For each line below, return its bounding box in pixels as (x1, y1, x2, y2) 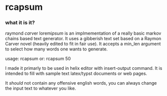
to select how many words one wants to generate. (5, 46, 108, 52)
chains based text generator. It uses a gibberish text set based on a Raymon (5, 36, 162, 42)
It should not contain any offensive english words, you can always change (5, 80, 157, 86)
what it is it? (5, 19, 35, 26)
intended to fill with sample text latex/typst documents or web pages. (5, 71, 148, 77)
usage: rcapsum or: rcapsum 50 (5, 56, 71, 62)
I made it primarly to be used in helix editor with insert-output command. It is (5, 65, 163, 71)
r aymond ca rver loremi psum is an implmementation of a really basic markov (5, 30, 162, 36)
